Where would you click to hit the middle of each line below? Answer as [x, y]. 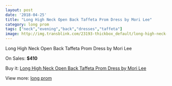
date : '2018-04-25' [26, 15]
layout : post [19, 10]
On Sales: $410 [21, 58]
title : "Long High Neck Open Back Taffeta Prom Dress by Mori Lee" [79, 19]
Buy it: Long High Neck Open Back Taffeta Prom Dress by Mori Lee [76, 68]
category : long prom [27, 24]
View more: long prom [29, 78]
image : [12, 34]
